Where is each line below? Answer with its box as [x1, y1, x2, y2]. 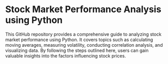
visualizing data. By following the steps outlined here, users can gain [5, 47, 149, 53]
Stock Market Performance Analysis [5, 4, 161, 15]
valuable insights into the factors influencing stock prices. [5, 52, 126, 59]
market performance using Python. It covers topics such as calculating [5, 37, 153, 43]
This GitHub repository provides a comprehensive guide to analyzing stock [5, 31, 162, 37]
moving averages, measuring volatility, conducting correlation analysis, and [5, 42, 163, 48]
